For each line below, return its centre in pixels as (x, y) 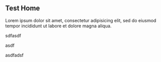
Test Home (23, 8)
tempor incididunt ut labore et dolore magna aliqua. (59, 26)
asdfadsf (14, 55)
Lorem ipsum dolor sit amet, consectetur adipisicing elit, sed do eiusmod (81, 20)
